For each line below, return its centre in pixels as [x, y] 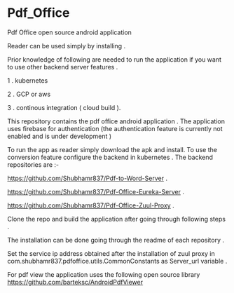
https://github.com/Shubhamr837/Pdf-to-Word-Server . [88, 178]
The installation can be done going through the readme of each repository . [116, 240]
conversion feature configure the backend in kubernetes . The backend [110, 157]
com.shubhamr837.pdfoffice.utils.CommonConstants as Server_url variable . [117, 261]
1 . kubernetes [28, 80]
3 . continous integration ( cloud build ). [64, 107]
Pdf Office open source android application [69, 32]
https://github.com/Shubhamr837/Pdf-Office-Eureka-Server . [96, 191]
